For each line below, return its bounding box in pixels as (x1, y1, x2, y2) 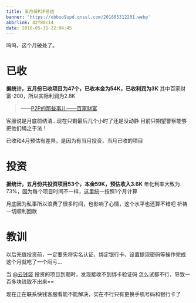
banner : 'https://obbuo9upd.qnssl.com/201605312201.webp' (6, 14, 151, 20)
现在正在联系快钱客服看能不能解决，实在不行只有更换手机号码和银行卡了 (6, 291, 181, 298)
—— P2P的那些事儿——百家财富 (20, 105, 98, 112)
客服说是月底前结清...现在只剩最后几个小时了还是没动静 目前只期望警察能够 (6, 117, 187, 124)
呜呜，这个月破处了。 (6, 42, 58, 49)
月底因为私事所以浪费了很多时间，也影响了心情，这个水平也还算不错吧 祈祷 (6, 200, 188, 207)
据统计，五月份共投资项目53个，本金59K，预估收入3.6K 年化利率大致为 (6, 180, 180, 188)
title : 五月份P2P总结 (6, 8, 55, 15)
